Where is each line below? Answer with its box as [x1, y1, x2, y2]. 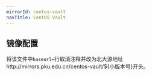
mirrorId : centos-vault [6, 8, 66, 15]
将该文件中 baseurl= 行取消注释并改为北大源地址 [6, 55, 124, 63]
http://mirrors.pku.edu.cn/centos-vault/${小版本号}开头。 [6, 63, 149, 70]
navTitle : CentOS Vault [6, 14, 66, 21]
